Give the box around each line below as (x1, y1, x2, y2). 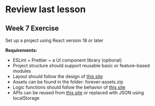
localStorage (12, 95, 40, 101)
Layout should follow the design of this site (12, 73, 103, 79)
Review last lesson (5, 4, 86, 15)
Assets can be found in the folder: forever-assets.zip (12, 79, 123, 85)
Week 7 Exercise (5, 24, 59, 33)
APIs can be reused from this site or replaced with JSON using (12, 90, 144, 95)
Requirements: (5, 47, 37, 53)
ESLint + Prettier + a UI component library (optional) (12, 57, 122, 63)
